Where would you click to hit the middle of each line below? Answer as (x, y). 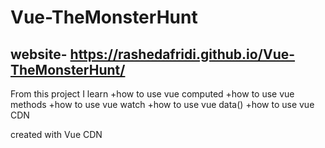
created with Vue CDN (56, 134)
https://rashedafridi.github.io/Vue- (182, 54)
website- (39, 54)
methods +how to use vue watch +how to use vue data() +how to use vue (162, 104)
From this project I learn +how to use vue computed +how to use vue (152, 94)
